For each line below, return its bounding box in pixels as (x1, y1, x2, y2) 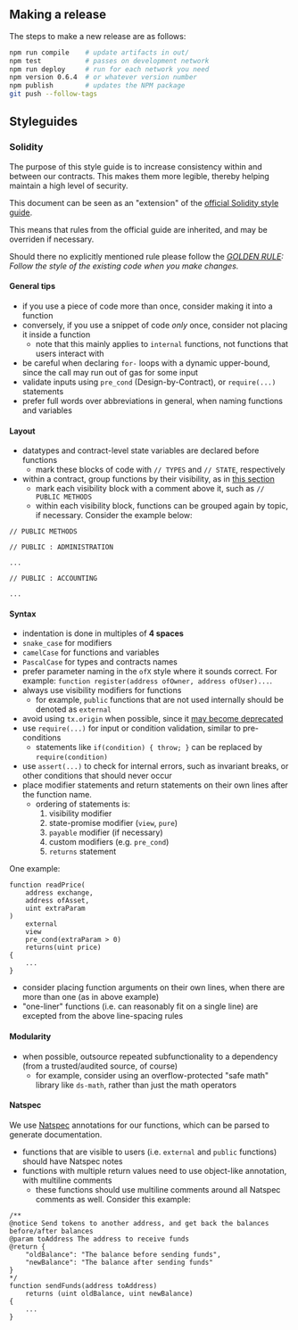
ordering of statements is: (35, 798, 131, 810)
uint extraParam (25, 905, 87, 913)
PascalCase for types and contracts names (21, 657, 178, 667)
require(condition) (35, 753, 109, 762)
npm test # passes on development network (9, 56, 210, 65)
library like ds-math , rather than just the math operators (35, 1079, 237, 1090)
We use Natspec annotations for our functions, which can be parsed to (9, 1119, 270, 1130)
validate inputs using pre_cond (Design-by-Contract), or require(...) (21, 376, 277, 387)
